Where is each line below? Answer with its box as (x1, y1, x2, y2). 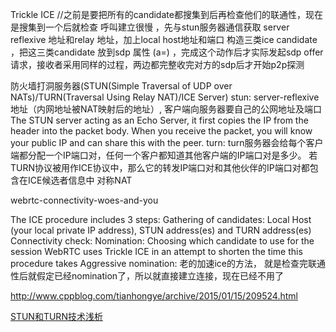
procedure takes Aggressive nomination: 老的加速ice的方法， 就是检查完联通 (10, 258, 326, 269)
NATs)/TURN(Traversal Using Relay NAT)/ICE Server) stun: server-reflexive (10, 91, 320, 103)
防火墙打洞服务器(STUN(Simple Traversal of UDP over (10, 80, 233, 92)
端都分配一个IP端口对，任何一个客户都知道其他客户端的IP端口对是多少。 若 (10, 149, 318, 161)
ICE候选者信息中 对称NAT (27, 174, 133, 186)
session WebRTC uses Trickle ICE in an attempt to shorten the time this (10, 246, 303, 257)
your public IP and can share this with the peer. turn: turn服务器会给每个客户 (10, 137, 324, 148)
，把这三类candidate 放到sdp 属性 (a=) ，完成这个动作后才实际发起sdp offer (10, 46, 324, 58)
